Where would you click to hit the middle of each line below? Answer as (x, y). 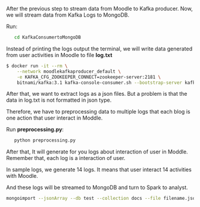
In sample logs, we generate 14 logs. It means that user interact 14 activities (99, 170)
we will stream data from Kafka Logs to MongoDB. (68, 15)
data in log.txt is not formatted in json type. (59, 100)
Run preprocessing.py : (35, 130)
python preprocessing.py (45, 140)
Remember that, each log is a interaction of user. (66, 158)
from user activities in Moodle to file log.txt (59, 55)
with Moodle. (22, 176)
